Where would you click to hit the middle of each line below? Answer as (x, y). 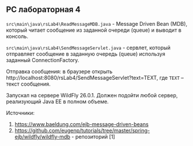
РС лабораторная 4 (43, 10)
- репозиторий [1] (93, 137)
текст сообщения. (28, 84)
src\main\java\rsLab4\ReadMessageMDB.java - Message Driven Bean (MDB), (97, 23)
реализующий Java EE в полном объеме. (58, 101)
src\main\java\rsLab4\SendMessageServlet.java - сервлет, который (88, 47)
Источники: (20, 113)
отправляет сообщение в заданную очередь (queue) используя (86, 54)
